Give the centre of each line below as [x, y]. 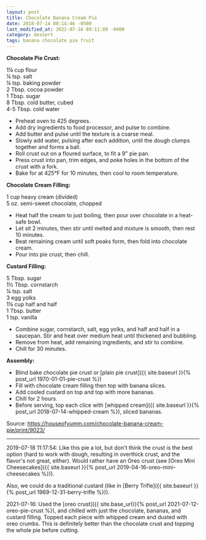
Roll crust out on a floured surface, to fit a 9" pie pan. [82, 153]
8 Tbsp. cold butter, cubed [40, 102]
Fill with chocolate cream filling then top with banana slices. [91, 385]
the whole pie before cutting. [43, 530]
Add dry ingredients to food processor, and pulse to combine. [93, 127]
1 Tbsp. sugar [24, 96]
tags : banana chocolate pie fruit [51, 40]
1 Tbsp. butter [24, 311]
